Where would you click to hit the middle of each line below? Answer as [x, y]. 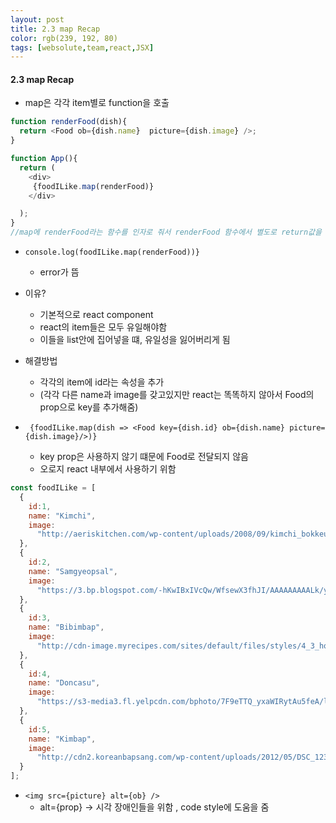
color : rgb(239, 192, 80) [64, 38]
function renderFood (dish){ [69, 122]
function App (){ [44, 159]
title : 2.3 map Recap [55, 29]
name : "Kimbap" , [62, 739]
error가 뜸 [59, 272]
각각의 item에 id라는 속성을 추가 [102, 382]
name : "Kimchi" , [62, 516]
